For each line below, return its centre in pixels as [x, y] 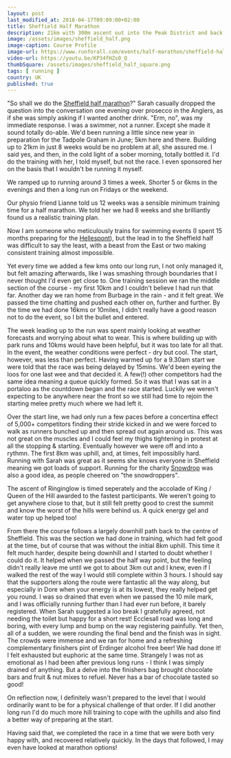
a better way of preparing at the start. [60, 720]
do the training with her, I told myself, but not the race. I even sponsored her [114, 161]
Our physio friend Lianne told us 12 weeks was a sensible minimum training [113, 203]
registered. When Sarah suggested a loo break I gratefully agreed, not [106, 612]
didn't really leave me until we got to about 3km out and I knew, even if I [109, 568]
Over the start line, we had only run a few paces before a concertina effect [113, 417]
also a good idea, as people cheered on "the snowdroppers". [93, 476]
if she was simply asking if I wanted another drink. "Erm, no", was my [105, 118]
